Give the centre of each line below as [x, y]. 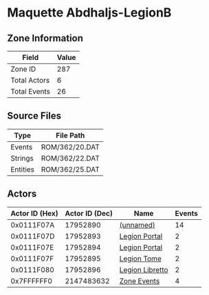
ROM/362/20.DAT [70, 147]
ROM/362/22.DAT [70, 158]
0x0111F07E [32, 247]
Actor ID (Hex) [34, 213]
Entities [23, 169]
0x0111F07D [33, 236]
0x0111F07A [33, 225]
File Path [70, 135]
